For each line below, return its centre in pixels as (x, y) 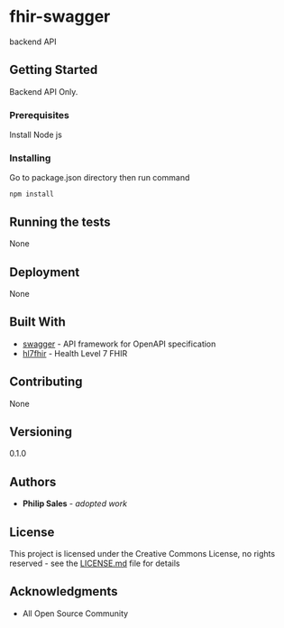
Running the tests (60, 222)
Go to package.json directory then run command (100, 178)
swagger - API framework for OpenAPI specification (119, 344)
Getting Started (54, 70)
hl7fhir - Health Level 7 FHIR (75, 353)
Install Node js (36, 135)
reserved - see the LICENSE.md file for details (95, 563)
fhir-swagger (60, 17)
